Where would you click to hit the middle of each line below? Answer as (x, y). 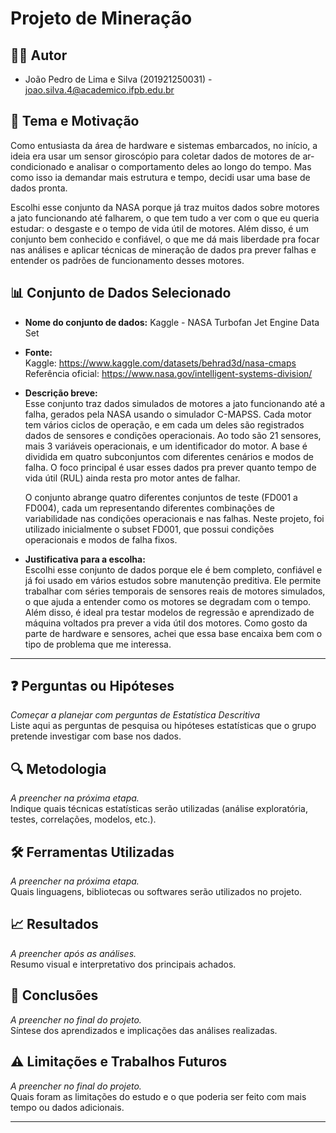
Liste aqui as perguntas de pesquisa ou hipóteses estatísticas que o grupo (163, 726)
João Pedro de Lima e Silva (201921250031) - (118, 79)
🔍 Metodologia (58, 768)
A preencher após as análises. (73, 953)
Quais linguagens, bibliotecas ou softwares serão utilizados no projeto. (156, 892)
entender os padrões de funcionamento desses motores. (127, 260)
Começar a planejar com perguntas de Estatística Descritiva (135, 715)
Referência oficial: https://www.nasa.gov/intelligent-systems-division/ (168, 373)
